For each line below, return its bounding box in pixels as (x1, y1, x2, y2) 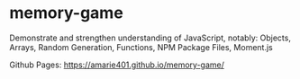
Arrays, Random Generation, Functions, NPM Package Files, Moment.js (9, 41, 273, 52)
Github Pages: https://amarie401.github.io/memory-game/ (9, 59, 225, 70)
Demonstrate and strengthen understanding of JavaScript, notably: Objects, (9, 32, 291, 43)
